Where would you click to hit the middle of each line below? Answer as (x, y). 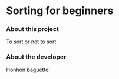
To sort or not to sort (31, 42)
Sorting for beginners (60, 11)
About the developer (36, 57)
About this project (32, 29)
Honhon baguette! (28, 70)
